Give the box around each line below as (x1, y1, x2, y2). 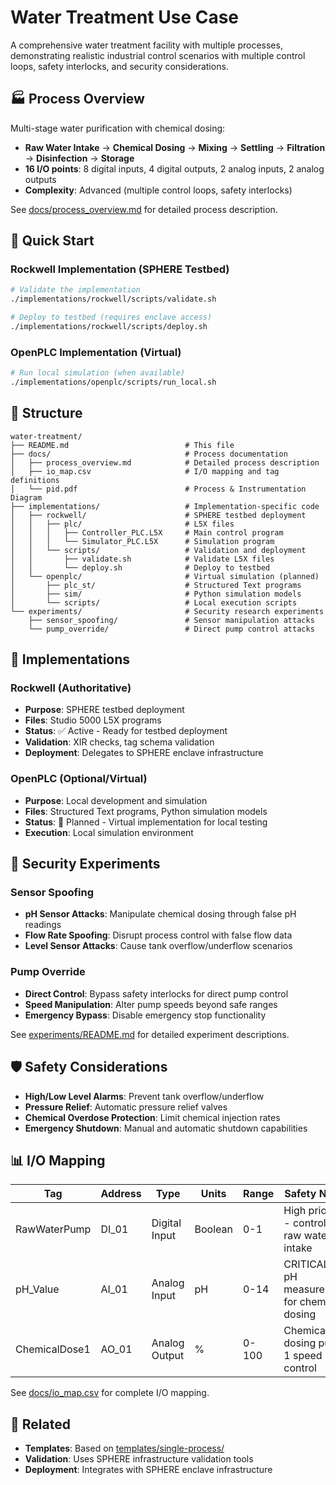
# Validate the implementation (10, 285, 141, 295)
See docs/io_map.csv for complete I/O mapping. (10, 1387, 210, 1399)
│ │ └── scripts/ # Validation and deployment (10, 545, 307, 555)
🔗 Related (10, 1416, 71, 1433)
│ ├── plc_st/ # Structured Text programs (10, 580, 302, 590)
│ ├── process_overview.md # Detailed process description (10, 457, 320, 468)
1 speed (283, 1349, 323, 1363)
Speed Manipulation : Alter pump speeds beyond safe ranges (24, 998, 278, 1010)
